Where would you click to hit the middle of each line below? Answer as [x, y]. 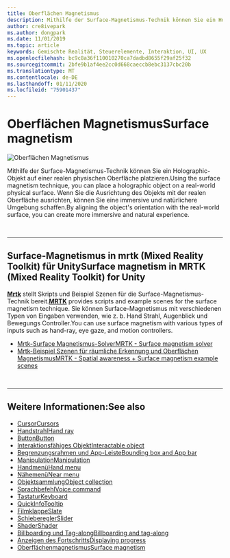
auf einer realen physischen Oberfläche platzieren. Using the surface [124, 178]
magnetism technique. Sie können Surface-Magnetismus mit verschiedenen [114, 308]
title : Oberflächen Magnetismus [53, 13]
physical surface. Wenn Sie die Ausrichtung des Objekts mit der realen [107, 193]
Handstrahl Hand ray [45, 430]
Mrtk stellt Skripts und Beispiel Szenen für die [72, 294]
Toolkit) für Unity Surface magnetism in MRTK [106, 267]
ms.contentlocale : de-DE [42, 77]
